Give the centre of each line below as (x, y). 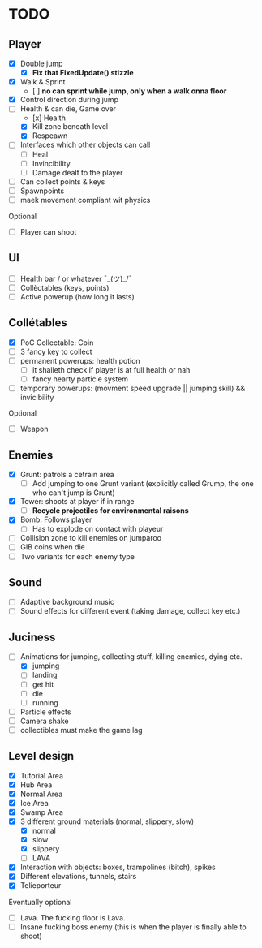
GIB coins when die (52, 547)
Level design (41, 756)
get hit (43, 684)
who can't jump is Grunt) (73, 493)
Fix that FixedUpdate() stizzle (83, 73)
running (45, 702)
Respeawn (50, 136)
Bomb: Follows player (56, 519)
